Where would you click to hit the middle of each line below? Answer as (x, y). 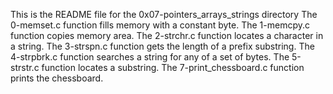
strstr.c (25, 67)
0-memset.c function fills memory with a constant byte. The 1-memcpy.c (160, 25)
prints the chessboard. (57, 78)
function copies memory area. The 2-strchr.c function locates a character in (167, 35)
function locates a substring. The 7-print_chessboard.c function (173, 67)
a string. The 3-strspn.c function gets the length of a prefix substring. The (162, 46)
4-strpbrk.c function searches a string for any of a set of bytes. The (150, 57)
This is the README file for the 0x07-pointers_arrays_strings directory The (164, 14)
